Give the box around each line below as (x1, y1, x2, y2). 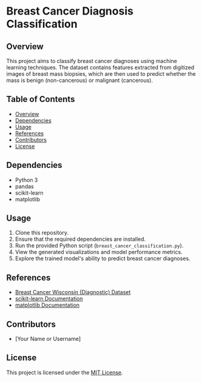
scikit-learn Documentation (15, 295, 83, 303)
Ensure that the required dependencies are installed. (15, 235, 146, 243)
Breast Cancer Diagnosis (6, 4, 134, 18)
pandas (15, 183, 34, 190)
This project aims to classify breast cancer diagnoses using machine (6, 58, 177, 64)
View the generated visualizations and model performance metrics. (15, 249, 183, 256)
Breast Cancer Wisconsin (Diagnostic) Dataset (15, 289, 131, 296)
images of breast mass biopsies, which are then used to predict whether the (6, 70, 196, 77)
